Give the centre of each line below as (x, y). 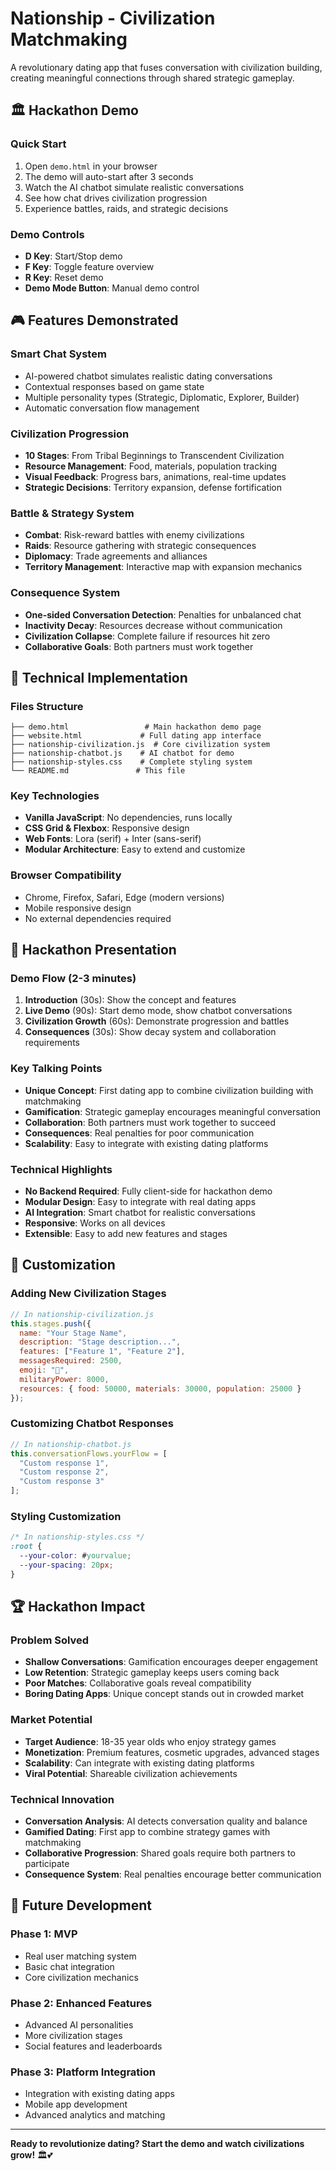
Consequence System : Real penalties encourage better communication (173, 1874)
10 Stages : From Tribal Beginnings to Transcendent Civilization (154, 455)
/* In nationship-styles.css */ (77, 1537)
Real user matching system (80, 1956)
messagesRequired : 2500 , (71, 1361)
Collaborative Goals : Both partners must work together (139, 646)
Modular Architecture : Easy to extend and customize (135, 849)
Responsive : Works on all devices (95, 1223)
